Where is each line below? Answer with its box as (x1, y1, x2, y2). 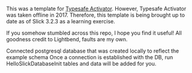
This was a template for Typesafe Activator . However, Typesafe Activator (6, 5, 187, 12)
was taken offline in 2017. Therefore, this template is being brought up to (6, 11, 185, 19)
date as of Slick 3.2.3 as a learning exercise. (6, 18, 116, 25)
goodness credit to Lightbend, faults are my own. (6, 36, 128, 42)
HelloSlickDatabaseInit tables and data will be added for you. (6, 60, 157, 67)
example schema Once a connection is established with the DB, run (6, 54, 173, 60)
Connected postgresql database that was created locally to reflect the (6, 47, 179, 54)
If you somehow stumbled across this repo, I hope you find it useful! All (6, 29, 182, 36)
